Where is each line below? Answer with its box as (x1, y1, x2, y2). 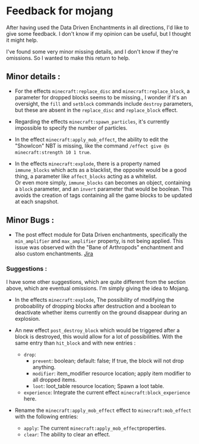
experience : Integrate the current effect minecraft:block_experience (23, 389, 191, 396)
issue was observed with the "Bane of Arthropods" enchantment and (14, 243, 184, 251)
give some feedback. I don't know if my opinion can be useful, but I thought (6, 30, 191, 37)
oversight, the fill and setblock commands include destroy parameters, (14, 100, 194, 107)
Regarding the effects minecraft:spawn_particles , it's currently (14, 118, 170, 125)
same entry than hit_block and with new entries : (14, 339, 136, 346)
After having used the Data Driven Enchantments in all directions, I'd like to (6, 24, 189, 31)
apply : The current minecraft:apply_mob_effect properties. (23, 424, 166, 432)
